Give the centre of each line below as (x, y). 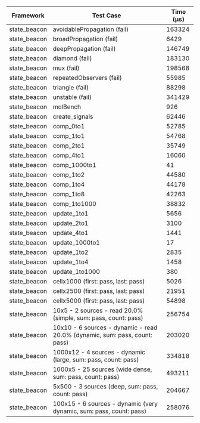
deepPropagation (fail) (84, 49)
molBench (67, 107)
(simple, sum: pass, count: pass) (98, 318)
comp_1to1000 (74, 204)
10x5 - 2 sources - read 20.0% (98, 311)
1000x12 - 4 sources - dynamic (99, 352)
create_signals (73, 117)
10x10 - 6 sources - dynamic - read (105, 328)
